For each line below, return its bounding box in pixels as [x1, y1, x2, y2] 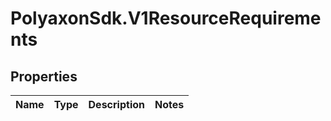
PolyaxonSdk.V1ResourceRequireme [10, 7, 322, 30]
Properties [10, 68, 78, 85]
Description [88, 98, 145, 111]
